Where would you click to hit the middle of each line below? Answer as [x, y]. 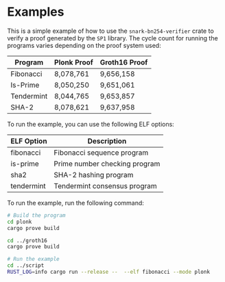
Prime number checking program [107, 164]
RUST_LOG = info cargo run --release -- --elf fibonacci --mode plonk [109, 272]
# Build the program [37, 215]
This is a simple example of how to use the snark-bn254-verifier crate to [110, 31]
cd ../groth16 [27, 240]
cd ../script [26, 266]
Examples [36, 12]
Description [107, 141]
